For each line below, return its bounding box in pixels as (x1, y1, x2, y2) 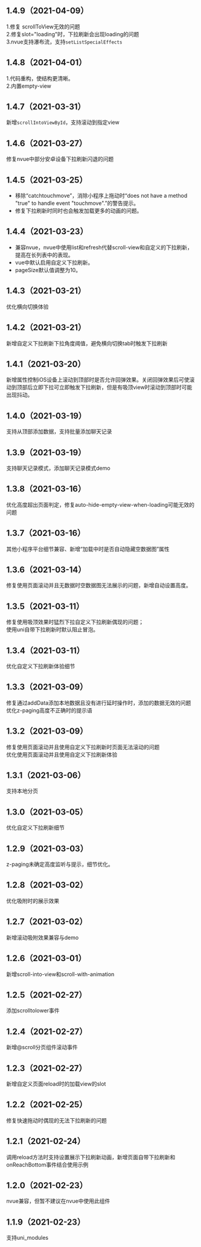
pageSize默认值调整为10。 (14, 266, 81, 273)
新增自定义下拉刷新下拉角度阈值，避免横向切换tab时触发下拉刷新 (6, 339, 168, 347)
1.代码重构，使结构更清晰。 (6, 74, 74, 82)
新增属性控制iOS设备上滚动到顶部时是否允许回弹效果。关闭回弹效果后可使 (6, 376, 190, 383)
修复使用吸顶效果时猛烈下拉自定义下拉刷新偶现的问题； (6, 619, 144, 626)
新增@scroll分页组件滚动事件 (6, 1044, 78, 1051)
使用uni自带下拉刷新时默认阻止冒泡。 (6, 626, 98, 633)
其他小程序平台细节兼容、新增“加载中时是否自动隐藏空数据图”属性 (6, 545, 170, 552)
